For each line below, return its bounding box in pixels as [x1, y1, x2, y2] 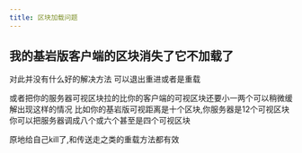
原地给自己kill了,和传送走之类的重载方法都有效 [9, 134, 180, 145]
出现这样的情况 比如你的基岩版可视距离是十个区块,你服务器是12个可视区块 [16, 104, 290, 115]
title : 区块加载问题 [9, 13, 78, 22]
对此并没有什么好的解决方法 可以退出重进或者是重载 [9, 73, 200, 85]
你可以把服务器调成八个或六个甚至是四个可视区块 [9, 115, 191, 126]
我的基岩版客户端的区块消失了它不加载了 [9, 48, 234, 64]
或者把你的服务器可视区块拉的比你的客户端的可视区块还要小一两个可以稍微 [9, 93, 285, 104]
